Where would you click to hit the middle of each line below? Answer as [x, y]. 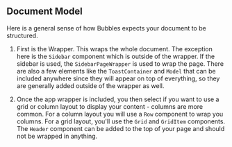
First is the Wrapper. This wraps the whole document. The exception [114, 49]
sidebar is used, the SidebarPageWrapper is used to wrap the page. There [120, 63]
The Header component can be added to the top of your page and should [121, 128]
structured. [23, 35]
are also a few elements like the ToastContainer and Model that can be [116, 71]
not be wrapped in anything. [57, 136]
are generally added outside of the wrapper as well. [90, 85]
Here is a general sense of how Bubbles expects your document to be [106, 28]
